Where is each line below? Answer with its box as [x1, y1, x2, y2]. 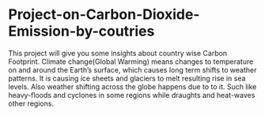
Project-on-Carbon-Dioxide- [8, 6, 200, 24]
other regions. [8, 99, 54, 108]
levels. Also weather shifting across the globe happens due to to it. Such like [8, 81, 257, 92]
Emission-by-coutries [8, 22, 155, 40]
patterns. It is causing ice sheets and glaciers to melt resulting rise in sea [8, 73, 246, 83]
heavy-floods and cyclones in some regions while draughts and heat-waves [8, 90, 256, 99]
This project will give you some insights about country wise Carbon [8, 48, 228, 58]
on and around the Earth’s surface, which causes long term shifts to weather [8, 65, 257, 74]
